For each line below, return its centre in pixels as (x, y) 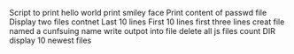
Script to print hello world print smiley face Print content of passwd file (138, 13)
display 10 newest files (50, 40)
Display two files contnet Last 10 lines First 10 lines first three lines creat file (147, 22)
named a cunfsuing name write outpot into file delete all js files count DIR (143, 31)
